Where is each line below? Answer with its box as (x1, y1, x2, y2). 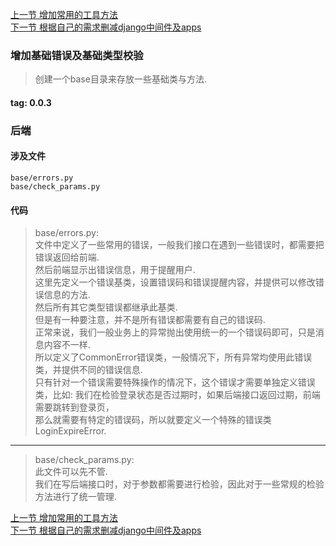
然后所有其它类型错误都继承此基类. (34, 301, 178, 313)
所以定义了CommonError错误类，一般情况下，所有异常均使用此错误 (34, 351, 313, 363)
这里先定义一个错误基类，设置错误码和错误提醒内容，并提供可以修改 (34, 276, 316, 288)
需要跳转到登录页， (34, 401, 115, 413)
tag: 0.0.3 (10, 96, 52, 108)
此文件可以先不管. (34, 466, 108, 478)
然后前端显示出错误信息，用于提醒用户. (34, 264, 196, 276)
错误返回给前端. (34, 251, 100, 263)
